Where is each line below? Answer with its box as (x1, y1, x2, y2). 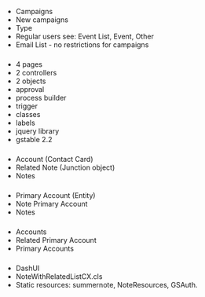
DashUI (15, 263, 40, 273)
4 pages (15, 59, 43, 69)
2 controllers (15, 68, 57, 77)
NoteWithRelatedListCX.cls (15, 271, 103, 281)
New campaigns (15, 15, 69, 24)
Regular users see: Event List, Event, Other (15, 31, 155, 41)
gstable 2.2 (15, 134, 53, 144)
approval (15, 84, 45, 93)
